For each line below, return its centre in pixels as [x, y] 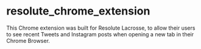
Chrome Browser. [28, 41]
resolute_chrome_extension [78, 11]
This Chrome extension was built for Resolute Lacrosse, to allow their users [101, 28]
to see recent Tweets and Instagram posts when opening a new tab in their [100, 34]
